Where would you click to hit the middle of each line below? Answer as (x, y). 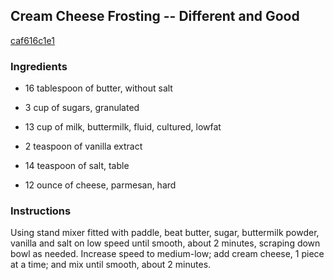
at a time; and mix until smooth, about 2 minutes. (111, 265)
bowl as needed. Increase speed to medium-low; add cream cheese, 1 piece (167, 254)
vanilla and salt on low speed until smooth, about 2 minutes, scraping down (165, 243)
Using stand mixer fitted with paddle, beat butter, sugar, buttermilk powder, (165, 233)
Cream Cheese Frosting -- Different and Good (155, 16)
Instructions (41, 211)
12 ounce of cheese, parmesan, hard (100, 185)
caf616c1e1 (32, 40)
